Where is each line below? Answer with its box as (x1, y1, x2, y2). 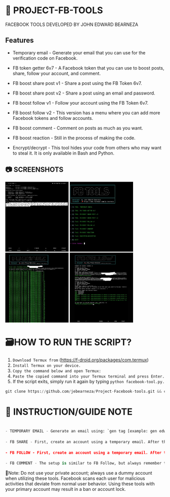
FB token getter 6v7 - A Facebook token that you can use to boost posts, (12, 65, 164, 71)
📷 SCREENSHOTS (5, 165, 64, 174)
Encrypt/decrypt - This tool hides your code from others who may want (12, 144, 162, 150)
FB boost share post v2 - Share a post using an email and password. (12, 90, 155, 96)
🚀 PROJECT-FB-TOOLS (5, 5, 103, 16)
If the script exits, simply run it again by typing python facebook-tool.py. (12, 378, 165, 384)
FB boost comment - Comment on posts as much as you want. (12, 125, 143, 131)
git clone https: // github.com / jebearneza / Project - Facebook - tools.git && (5, 389, 162, 394)
